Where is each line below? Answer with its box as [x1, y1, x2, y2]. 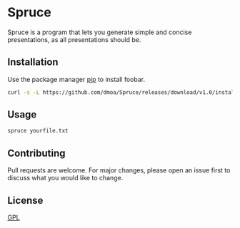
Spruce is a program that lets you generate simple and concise [7, 28, 192, 36]
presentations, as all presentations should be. [7, 35, 141, 43]
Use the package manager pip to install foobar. [7, 75, 145, 83]
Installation [7, 56, 59, 68]
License [7, 194, 44, 207]
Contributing [7, 147, 66, 159]
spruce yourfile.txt [7, 128, 69, 135]
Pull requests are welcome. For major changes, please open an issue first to [7, 166, 231, 175]
